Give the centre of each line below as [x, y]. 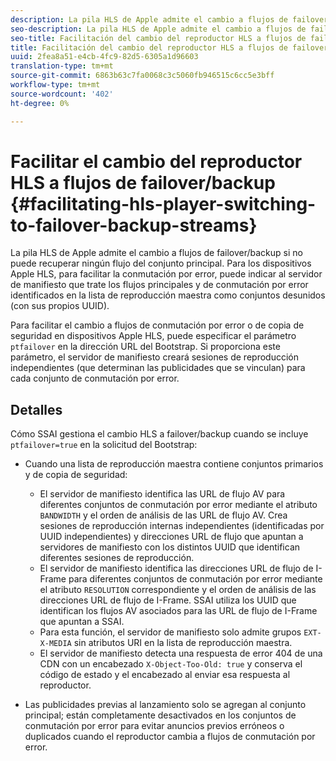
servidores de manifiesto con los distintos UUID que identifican [170, 547]
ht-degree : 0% [40, 103]
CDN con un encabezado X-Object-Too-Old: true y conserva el [171, 664]
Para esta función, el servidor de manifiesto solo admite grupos [170, 632]
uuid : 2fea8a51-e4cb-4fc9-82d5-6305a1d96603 [104, 57]
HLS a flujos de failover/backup [143, 182]
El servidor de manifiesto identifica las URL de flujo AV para [162, 494]
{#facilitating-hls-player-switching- [163, 203]
